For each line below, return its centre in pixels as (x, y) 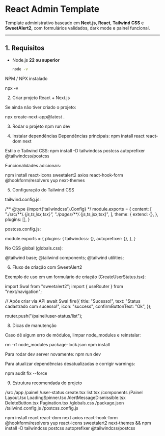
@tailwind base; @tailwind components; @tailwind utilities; (65, 257)
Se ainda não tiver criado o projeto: (41, 107)
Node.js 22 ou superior (36, 60)
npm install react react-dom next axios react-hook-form (61, 417)
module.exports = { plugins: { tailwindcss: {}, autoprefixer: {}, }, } (70, 238)
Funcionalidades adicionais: (33, 165)
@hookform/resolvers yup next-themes (45, 180)
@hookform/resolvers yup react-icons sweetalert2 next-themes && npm (78, 423)
